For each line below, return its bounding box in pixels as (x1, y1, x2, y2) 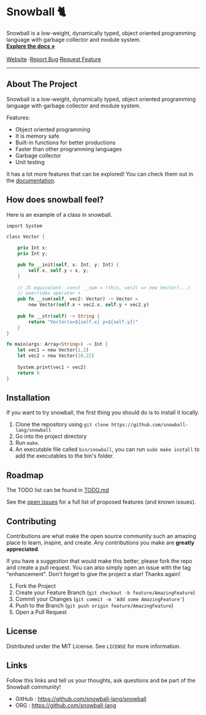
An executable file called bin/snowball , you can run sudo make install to (15, 446, 200, 453)
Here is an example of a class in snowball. (6, 211, 112, 218)
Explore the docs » (6, 42, 55, 50)
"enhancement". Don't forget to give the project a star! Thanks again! (6, 571, 181, 577)
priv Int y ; (17, 251, 48, 257)
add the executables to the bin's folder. (15, 452, 115, 459)
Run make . (15, 439, 40, 447)
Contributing (6, 516, 56, 526)
